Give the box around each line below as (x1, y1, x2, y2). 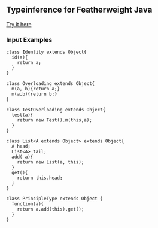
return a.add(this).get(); (17, 206, 84, 212)
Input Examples (6, 35, 53, 44)
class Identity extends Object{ (6, 49, 87, 56)
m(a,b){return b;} (11, 91, 58, 98)
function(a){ (11, 201, 44, 207)
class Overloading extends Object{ (6, 81, 95, 87)
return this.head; (17, 175, 63, 181)
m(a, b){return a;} (11, 86, 60, 92)
